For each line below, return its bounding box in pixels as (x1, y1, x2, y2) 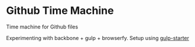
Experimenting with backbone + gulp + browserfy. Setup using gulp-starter (6, 34, 190, 41)
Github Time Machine (6, 4, 114, 17)
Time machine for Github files (6, 23, 79, 30)
